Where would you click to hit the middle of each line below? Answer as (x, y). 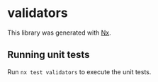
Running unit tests (49, 55)
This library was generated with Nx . (59, 33)
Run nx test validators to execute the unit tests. (79, 71)
